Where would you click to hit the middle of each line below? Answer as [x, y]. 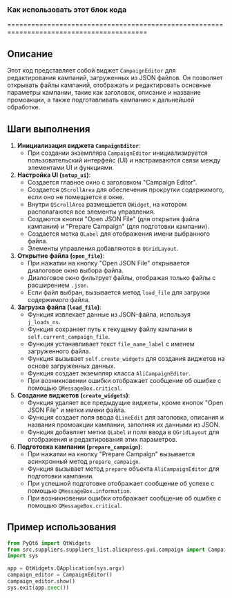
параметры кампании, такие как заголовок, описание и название [104, 93]
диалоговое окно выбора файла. [76, 270]
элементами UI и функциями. [71, 167]
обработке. [24, 107]
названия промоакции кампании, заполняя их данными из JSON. [124, 424]
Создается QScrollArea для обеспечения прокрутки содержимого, [126, 189]
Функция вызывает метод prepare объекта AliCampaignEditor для [123, 469]
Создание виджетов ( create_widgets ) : [74, 395]
